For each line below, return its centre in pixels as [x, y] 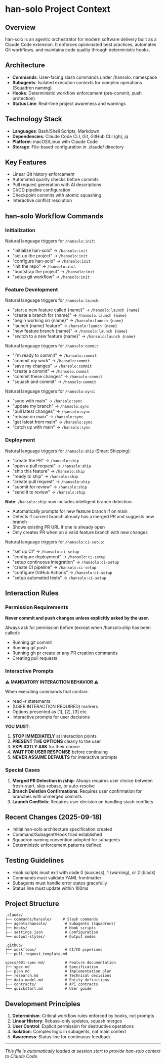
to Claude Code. [22, 1056]
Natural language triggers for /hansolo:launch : [52, 300]
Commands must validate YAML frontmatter [57, 877]
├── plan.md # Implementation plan [58, 971]
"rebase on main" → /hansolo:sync [48, 417]
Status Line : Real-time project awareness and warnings [69, 103]
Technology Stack [34, 119]
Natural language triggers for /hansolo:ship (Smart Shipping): [68, 451]
